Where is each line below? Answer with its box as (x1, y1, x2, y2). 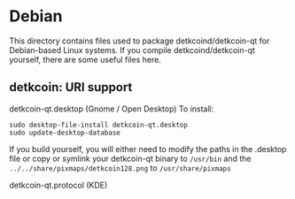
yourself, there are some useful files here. (9, 54, 161, 65)
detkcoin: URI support (9, 80, 133, 95)
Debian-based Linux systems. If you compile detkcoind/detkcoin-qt (9, 44, 255, 55)
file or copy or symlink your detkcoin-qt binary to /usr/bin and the (9, 153, 252, 164)
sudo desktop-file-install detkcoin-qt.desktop (9, 120, 189, 129)
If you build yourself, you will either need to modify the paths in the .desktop (9, 143, 287, 154)
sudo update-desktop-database (9, 128, 121, 137)
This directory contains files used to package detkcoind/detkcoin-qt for (9, 35, 270, 46)
